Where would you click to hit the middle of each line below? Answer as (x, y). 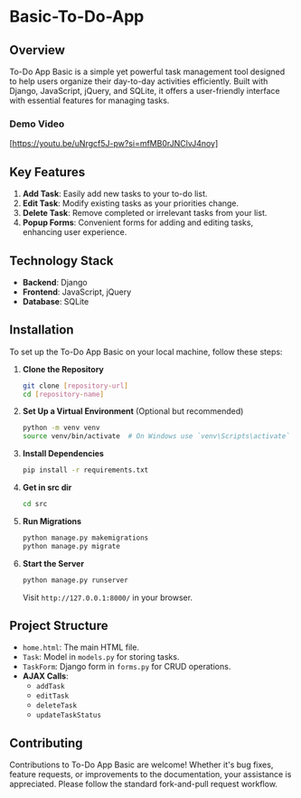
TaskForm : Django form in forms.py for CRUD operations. (127, 667)
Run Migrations (52, 521)
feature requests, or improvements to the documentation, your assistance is (150, 775)
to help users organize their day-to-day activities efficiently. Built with (139, 81)
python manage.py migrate (71, 546)
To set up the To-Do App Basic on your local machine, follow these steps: (146, 352)
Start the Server (53, 563)
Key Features (47, 172)
